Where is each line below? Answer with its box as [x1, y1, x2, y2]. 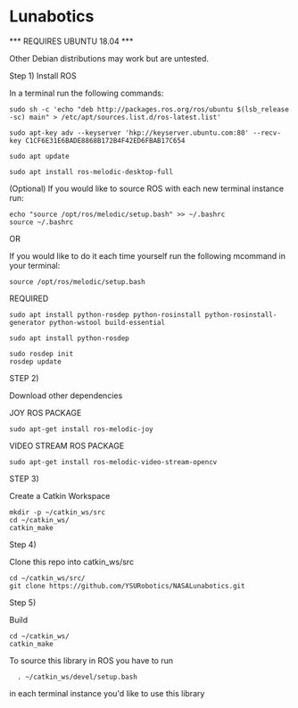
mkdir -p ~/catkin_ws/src [9, 507, 105, 517]
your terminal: [9, 260, 61, 271]
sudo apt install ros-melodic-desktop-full [9, 167, 174, 176]
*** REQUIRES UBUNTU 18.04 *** [9, 36, 134, 46]
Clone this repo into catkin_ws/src [9, 556, 135, 567]
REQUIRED [9, 293, 49, 304]
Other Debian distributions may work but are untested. [9, 53, 210, 63]
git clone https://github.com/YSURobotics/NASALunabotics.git [9, 581, 245, 590]
